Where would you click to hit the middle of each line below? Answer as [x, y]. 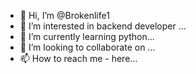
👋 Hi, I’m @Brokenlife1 [64, 15]
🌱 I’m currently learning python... [87, 36]
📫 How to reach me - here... [78, 58]
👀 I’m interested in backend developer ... [103, 26]
